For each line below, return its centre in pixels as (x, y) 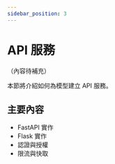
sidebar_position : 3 (37, 14)
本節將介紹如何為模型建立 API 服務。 (60, 85)
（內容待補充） (29, 71)
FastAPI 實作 (35, 128)
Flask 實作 (32, 136)
